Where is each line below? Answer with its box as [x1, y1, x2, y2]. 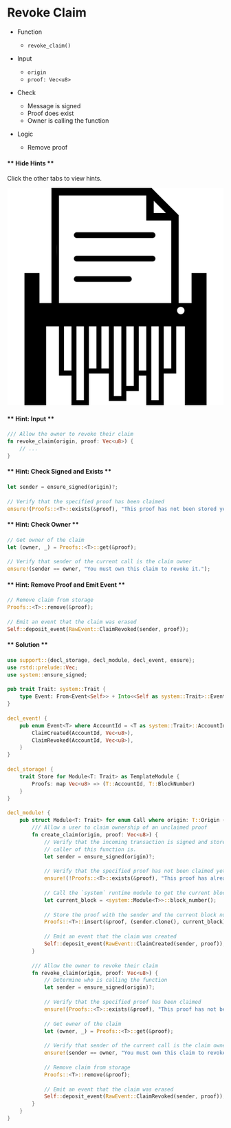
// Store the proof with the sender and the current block [43, 912, 217, 918]
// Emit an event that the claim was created [43, 933, 177, 940]
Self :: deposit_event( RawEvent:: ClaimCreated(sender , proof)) [43, 940, 223, 947]
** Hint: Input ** [7, 414, 55, 423]
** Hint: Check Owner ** [7, 521, 79, 529]
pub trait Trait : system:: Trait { [7, 686, 107, 693]
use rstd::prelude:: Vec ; [7, 664, 78, 671]
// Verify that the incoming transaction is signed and [43, 838, 208, 845]
